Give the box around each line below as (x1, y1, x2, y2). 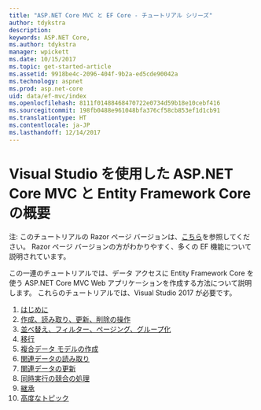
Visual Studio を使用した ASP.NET (9, 164, 234, 183)
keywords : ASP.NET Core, (9, 33, 90, 42)
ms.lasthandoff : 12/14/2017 (9, 128, 101, 136)
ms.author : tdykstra (9, 41, 77, 49)
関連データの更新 (20, 364, 76, 373)
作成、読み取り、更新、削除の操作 (20, 314, 131, 323)
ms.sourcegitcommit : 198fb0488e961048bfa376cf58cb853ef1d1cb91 (9, 107, 221, 115)
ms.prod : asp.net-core (9, 84, 83, 93)
